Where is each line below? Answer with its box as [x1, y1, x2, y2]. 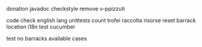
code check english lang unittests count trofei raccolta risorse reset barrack [6, 17, 196, 23]
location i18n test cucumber [6, 23, 76, 30]
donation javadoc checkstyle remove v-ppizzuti [6, 5, 126, 12]
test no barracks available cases [6, 35, 87, 42]
